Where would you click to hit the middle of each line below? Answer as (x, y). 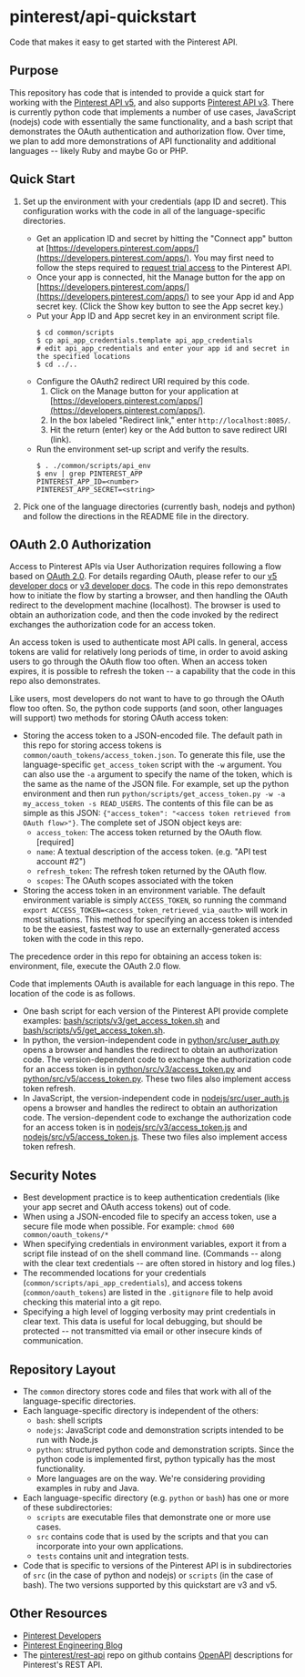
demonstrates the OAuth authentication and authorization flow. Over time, (147, 131)
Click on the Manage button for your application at (144, 391)
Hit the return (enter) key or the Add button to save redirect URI (168, 429)
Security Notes (53, 1176)
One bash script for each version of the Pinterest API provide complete (155, 1011)
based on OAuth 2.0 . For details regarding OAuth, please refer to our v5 (143, 577)
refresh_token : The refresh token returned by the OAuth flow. (151, 871)
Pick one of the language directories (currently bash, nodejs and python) (159, 506)
